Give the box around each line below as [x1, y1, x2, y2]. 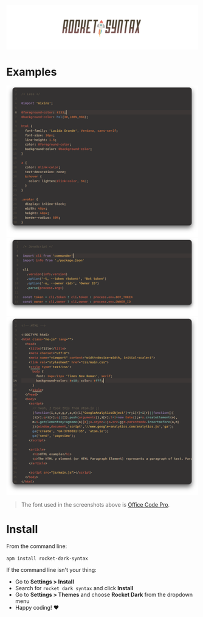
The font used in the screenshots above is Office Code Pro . [21, 501, 170, 508]
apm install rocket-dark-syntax [6, 555, 88, 562]
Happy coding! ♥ [15, 604, 60, 611]
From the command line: [6, 542, 67, 550]
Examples [6, 65, 57, 79]
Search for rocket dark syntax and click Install [15, 584, 134, 591]
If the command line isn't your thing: [6, 566, 97, 573]
